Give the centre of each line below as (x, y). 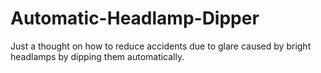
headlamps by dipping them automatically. (97, 56)
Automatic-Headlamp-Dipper (135, 18)
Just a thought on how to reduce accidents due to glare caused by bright (161, 46)
